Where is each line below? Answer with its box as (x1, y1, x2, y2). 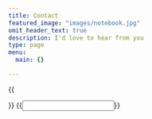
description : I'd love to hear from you (8, 33, 145, 42)
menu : (8, 48, 26, 56)
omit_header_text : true (8, 26, 88, 34)
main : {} (15, 56, 45, 64)
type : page (8, 41, 45, 49)
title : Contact (8, 11, 59, 20)
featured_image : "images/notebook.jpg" (8, 19, 141, 27)
